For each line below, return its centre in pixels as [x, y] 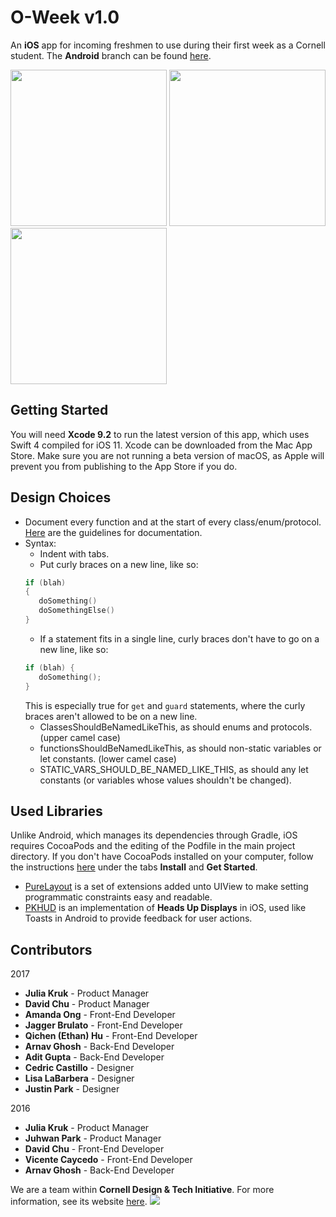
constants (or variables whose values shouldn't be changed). [165, 780]
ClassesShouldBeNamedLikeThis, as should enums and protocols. [176, 727]
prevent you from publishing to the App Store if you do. [124, 466]
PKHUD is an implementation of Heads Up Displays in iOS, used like [165, 908]
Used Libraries [56, 811]
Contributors [51, 949]
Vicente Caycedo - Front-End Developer [108, 1160]
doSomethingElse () [76, 611]
